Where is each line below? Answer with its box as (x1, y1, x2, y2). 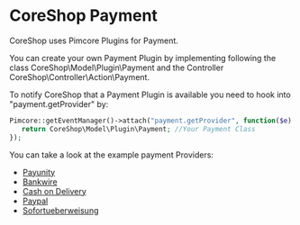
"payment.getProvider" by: (9, 98, 109, 109)
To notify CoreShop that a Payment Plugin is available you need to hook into (9, 89, 291, 100)
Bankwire (22, 176, 58, 187)
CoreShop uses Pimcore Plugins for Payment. (9, 35, 178, 46)
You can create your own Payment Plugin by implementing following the (9, 52, 277, 63)
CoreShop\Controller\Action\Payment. (9, 71, 150, 82)
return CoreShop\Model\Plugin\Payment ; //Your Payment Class (21, 124, 256, 133)
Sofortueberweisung (22, 204, 99, 216)
